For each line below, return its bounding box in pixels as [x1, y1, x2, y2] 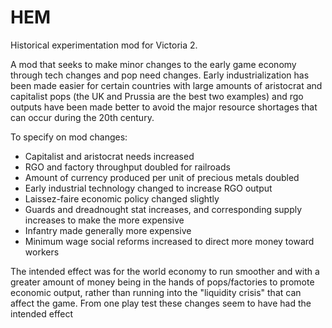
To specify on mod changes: [10, 131, 128, 143]
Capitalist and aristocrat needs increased [24, 150, 195, 162]
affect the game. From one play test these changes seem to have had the [10, 297, 312, 309]
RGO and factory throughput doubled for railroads [24, 161, 231, 173]
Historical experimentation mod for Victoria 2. [10, 39, 198, 51]
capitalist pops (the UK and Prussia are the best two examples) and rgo [10, 90, 304, 102]
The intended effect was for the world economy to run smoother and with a [10, 265, 320, 277]
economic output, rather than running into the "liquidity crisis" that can [10, 286, 302, 298]
